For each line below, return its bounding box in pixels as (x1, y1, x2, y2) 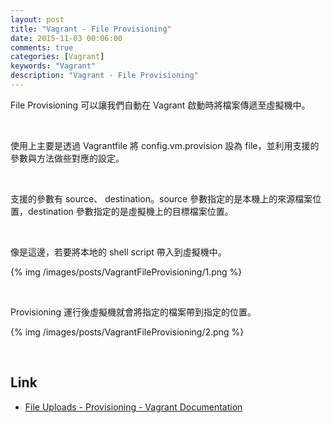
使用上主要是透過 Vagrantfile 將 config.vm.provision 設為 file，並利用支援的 (10, 139, 320, 151)
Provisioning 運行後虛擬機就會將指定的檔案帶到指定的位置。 (10, 306, 257, 318)
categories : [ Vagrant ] (10, 52, 105, 62)
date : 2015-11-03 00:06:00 (10, 33, 123, 43)
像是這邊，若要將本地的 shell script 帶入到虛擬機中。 (10, 246, 227, 258)
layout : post (10, 14, 65, 25)
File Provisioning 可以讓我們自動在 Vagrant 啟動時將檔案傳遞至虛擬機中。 (10, 99, 311, 111)
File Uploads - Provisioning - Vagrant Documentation (24, 401, 243, 413)
